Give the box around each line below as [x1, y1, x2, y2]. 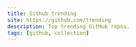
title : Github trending [7, 10, 77, 17]
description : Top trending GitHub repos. [7, 23, 130, 30]
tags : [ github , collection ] [7, 29, 90, 37]
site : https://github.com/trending [7, 17, 111, 23]
